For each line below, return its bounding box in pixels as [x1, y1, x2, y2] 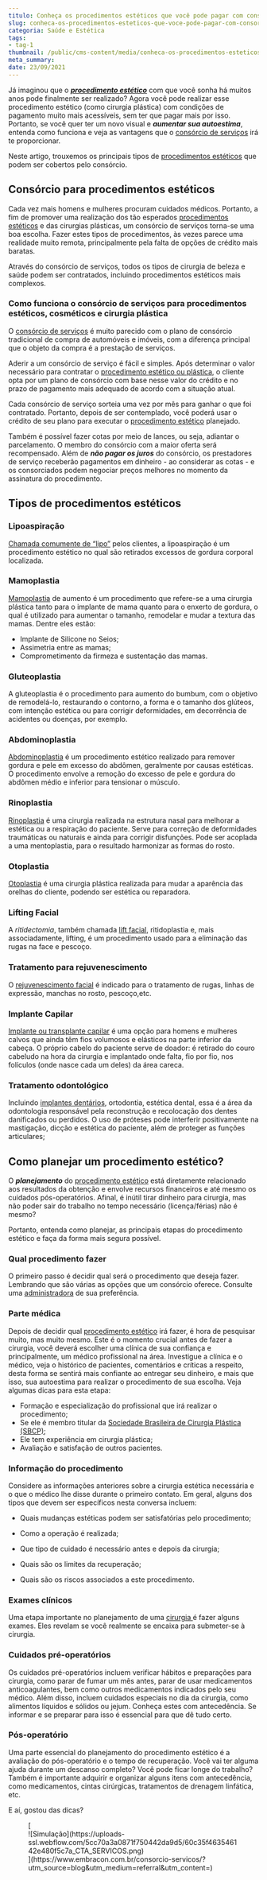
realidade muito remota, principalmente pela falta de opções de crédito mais [8, 238, 258, 247]
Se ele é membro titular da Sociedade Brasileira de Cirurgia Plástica [19, 1417, 242, 1427]
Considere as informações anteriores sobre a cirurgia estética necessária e [8, 1480, 254, 1490]
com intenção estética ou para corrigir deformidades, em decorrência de [8, 706, 247, 715]
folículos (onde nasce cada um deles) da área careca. [8, 1060, 184, 1069]
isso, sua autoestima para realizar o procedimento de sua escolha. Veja [8, 1377, 242, 1386]
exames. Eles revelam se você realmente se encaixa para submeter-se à [8, 1621, 246, 1630]
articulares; [8, 1132, 45, 1142]
